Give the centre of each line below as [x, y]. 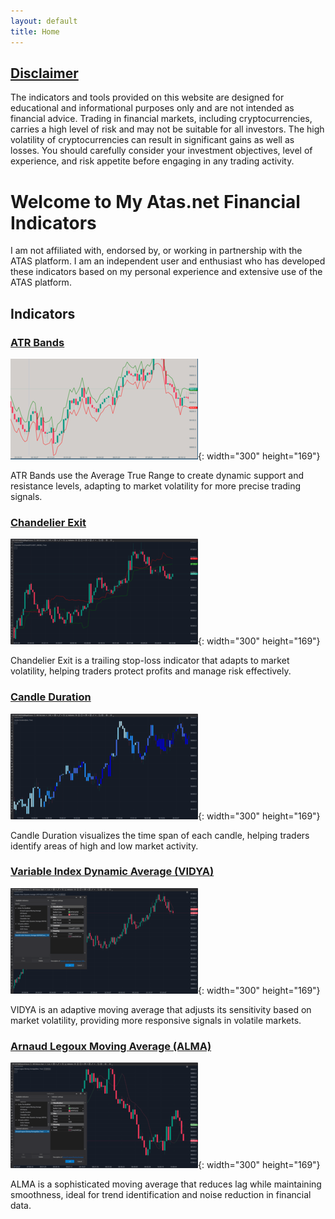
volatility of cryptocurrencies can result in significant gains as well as [152, 140]
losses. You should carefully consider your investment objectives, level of [161, 151]
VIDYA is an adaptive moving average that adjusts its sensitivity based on [161, 1009]
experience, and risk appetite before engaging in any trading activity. [152, 161]
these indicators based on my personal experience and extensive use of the [166, 272]
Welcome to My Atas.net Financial [155, 201]
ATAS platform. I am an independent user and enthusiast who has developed [168, 261]
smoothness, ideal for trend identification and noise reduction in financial [161, 1195]
